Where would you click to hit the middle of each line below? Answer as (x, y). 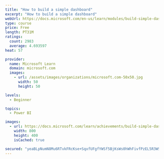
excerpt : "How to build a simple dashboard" (51, 14)
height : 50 (29, 86)
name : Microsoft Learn (32, 64)
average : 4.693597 (28, 46)
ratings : (14, 37)
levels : (13, 95)
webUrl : (13, 19)
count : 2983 (22, 41)
